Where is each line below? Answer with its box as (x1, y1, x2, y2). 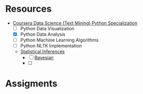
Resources (5, 3, 52, 15)
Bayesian (34, 55, 54, 61)
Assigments (5, 78, 58, 89)
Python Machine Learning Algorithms (20, 37, 99, 43)
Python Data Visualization (20, 25, 75, 31)
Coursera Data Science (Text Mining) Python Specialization (12, 20, 138, 26)
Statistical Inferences (20, 49, 65, 55)
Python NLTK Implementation (20, 43, 82, 49)
